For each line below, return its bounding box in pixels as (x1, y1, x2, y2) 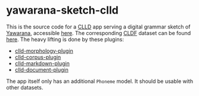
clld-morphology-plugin (14, 47, 73, 54)
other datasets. (6, 84, 43, 91)
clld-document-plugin (14, 66, 69, 73)
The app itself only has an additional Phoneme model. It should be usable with (6, 78, 194, 85)
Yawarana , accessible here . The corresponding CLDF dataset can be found (6, 29, 191, 36)
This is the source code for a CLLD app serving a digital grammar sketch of (6, 23, 191, 30)
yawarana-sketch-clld (6, 4, 119, 17)
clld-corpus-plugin (14, 53, 61, 60)
